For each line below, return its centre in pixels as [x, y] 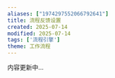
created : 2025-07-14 [38, 27]
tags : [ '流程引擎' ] [34, 40]
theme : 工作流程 [29, 46]
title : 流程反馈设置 [34, 20]
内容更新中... [26, 67]
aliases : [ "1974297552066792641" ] [58, 14]
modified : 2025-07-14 [39, 33]
